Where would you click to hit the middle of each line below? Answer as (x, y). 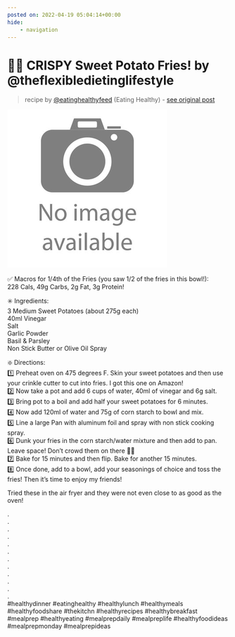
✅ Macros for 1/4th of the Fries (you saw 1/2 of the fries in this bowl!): (108, 279)
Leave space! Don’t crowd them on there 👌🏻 (71, 451)
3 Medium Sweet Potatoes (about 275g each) (73, 311)
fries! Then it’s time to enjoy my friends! (65, 480)
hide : (15, 22)
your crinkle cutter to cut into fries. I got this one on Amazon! (96, 383)
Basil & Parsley (29, 341)
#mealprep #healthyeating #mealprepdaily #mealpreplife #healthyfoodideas (118, 619)
